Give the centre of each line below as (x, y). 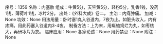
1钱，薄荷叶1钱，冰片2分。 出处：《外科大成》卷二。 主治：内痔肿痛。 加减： (81, 13)
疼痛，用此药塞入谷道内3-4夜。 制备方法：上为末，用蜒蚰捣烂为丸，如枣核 (80, 25)
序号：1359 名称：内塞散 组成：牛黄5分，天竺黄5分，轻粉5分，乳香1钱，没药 (82, 7)
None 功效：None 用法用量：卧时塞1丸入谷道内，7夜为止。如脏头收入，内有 (81, 19)
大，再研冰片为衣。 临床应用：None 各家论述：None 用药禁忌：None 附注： (81, 32)
